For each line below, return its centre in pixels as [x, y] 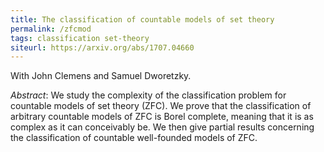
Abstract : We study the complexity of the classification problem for [148, 95]
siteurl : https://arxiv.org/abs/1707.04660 [102, 47]
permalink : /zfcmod [51, 29]
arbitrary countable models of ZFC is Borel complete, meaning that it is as [162, 117]
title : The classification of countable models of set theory [142, 19]
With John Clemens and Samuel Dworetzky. [101, 76]
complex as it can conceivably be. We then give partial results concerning [162, 127]
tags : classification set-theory [80, 38]
